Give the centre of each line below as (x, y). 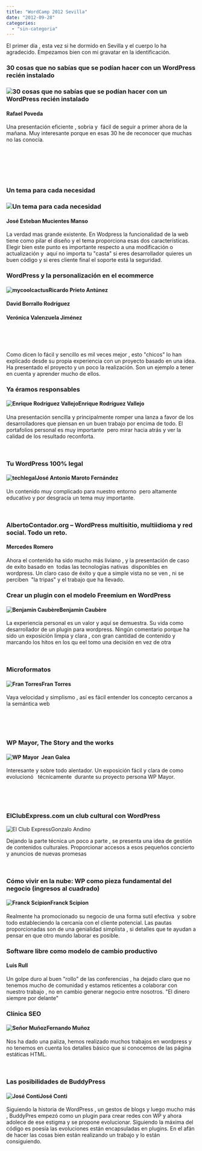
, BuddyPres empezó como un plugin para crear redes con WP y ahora (94, 1116)
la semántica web (28, 704)
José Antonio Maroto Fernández (77, 478)
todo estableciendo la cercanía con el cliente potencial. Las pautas (89, 922)
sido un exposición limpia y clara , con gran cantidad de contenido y (91, 636)
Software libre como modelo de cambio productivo (82, 951)
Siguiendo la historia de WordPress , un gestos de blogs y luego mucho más (101, 1109)
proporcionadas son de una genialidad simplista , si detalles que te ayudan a (101, 929)
